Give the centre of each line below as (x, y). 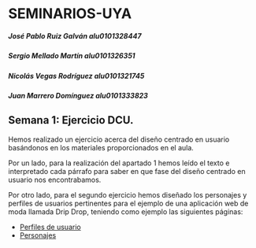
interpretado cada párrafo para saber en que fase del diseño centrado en (127, 171)
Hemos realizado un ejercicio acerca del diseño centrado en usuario (119, 139)
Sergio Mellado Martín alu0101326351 (72, 56)
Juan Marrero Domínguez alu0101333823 (78, 95)
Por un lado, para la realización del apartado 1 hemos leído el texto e (119, 163)
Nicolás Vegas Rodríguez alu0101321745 (76, 76)
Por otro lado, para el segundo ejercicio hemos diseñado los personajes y (128, 194)
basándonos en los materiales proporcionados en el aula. (101, 147)
